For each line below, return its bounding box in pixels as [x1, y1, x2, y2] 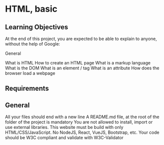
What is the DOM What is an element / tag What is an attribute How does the [5, 65, 160, 71]
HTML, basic [5, 3, 58, 15]
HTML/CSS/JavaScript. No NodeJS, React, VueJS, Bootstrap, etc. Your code [5, 129, 160, 135]
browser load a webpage [5, 70, 55, 76]
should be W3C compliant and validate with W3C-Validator [5, 135, 124, 141]
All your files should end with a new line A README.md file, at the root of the [5, 114, 160, 120]
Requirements [5, 84, 49, 93]
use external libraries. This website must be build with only [5, 124, 124, 130]
